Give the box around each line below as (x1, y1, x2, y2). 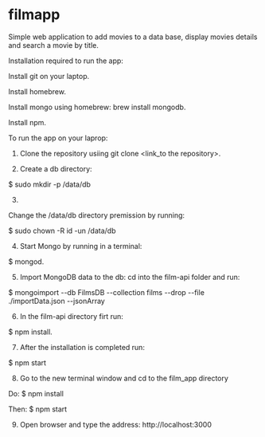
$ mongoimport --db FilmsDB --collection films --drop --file (8, 287, 205, 297)
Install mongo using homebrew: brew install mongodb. (8, 102, 186, 112)
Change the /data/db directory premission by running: (8, 210, 185, 220)
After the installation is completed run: (19, 342, 146, 352)
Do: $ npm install (8, 388, 64, 398)
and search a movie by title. (8, 40, 99, 49)
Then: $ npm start (8, 404, 68, 414)
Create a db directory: (19, 163, 93, 173)
